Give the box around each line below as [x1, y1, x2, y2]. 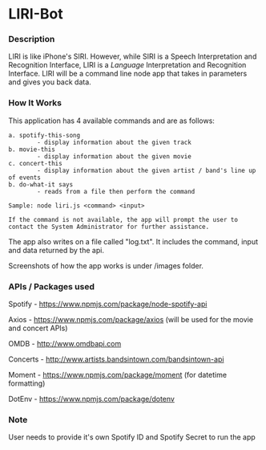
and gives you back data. [8, 77, 92, 87]
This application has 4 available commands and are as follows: [8, 116, 215, 125]
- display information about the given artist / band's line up [37, 166, 256, 174]
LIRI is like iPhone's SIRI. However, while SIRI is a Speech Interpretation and [8, 51, 257, 61]
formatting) [8, 378, 46, 388]
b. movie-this [8, 145, 56, 153]
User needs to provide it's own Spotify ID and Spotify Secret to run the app [8, 432, 256, 442]
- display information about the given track [37, 138, 192, 146]
